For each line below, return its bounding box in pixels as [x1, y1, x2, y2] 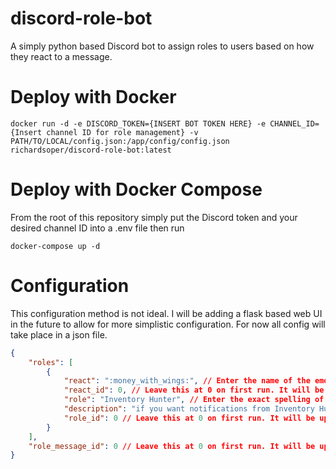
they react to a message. [10, 50, 113, 62]
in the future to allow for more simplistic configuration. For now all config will [10, 318, 326, 330]
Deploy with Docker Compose [10, 178, 263, 201]
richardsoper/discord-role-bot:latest [10, 145, 172, 155]
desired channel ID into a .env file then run [10, 222, 185, 234]
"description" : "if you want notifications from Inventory [63, 404, 315, 414]
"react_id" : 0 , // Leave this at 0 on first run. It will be [63, 385, 325, 396]
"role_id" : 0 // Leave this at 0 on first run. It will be [63, 413, 316, 423]
